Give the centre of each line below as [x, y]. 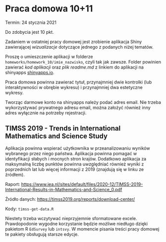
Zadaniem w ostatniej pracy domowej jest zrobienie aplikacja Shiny [74, 41]
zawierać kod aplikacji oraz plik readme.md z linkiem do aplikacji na [74, 67]
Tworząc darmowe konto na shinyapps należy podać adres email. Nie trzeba [83, 102]
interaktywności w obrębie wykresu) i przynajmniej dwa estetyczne [74, 87]
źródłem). [15, 174]
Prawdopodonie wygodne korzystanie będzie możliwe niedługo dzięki [76, 224]
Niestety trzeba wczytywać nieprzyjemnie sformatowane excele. [71, 218]
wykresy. [14, 92]
